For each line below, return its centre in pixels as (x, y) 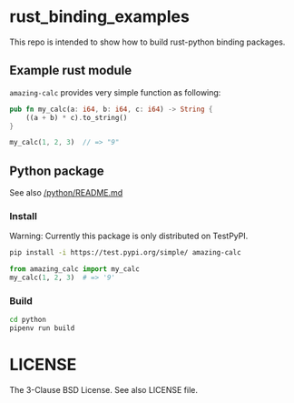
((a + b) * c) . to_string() (77, 117)
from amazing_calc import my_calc (75, 269)
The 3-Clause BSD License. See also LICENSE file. (103, 389)
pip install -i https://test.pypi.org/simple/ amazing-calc (126, 253)
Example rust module (71, 71)
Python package (57, 171)
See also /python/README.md (66, 193)
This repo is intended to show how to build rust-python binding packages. (147, 42)
